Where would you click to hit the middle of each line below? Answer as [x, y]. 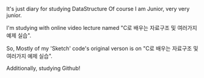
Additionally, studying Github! [43, 68]
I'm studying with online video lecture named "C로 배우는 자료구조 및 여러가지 [102, 28]
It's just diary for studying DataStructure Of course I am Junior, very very [98, 9]
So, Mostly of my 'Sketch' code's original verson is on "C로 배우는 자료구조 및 [102, 48]
